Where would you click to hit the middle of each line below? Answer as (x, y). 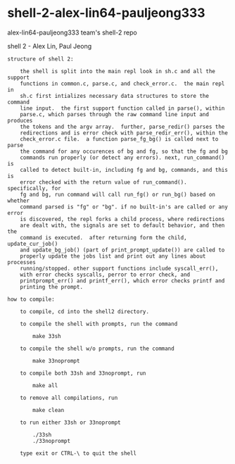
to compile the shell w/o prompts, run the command (97, 349)
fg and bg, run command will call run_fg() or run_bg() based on (118, 194)
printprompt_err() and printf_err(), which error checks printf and (122, 281)
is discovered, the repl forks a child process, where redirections (122, 219)
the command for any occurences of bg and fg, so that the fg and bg (124, 151)
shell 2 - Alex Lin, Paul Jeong (50, 46)
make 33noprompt (56, 360)
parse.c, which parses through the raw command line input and (115, 114)
